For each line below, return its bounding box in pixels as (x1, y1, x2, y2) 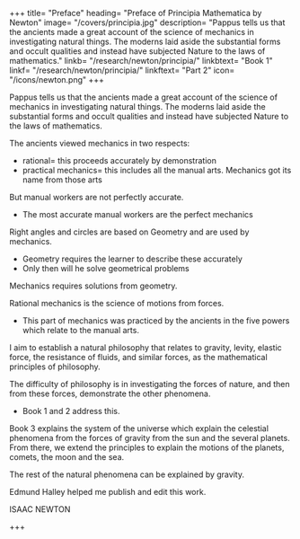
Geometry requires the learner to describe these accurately (22, 253, 243, 264)
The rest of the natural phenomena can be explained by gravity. (9, 469, 245, 480)
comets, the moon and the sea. (9, 452, 125, 462)
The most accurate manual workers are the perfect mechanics (22, 209, 253, 219)
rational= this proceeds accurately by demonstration (22, 155, 217, 165)
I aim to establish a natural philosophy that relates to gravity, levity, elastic (9, 342, 283, 353)
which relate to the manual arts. (22, 325, 139, 335)
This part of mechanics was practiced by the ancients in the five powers (22, 315, 290, 326)
